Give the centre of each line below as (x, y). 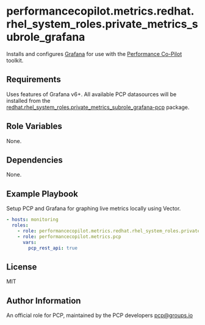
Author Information (44, 300)
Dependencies (34, 160)
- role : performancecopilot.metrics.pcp (69, 236)
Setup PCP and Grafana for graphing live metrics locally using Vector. (94, 209)
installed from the (28, 100)
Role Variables (34, 126)
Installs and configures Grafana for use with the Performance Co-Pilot (94, 54)
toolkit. (15, 60)
